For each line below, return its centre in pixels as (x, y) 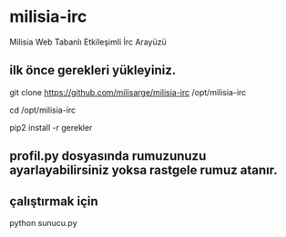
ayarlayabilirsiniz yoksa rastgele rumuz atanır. (143, 170)
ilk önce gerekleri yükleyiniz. (93, 70)
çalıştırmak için (54, 201)
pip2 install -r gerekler (51, 127)
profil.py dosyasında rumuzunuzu (108, 156)
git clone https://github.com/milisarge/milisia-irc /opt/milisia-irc (128, 92)
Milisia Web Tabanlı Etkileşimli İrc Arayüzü (88, 42)
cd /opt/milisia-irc (43, 110)
